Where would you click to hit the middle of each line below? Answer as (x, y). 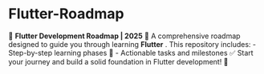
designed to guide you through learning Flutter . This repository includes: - (132, 44)
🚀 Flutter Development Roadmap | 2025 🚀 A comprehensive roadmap (124, 36)
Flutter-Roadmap (66, 14)
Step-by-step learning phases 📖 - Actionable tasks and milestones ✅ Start (131, 53)
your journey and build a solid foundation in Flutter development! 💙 (118, 61)
